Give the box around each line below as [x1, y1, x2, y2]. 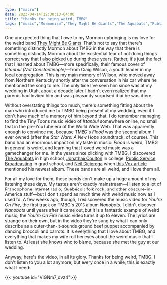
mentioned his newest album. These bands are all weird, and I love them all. [5, 166, 160, 172]
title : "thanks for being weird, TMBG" [5, 16, 88, 21]
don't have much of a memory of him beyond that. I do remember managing [5, 113, 161, 119]
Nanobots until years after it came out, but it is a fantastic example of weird [5, 207, 159, 213]
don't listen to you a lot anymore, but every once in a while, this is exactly [5, 259, 156, 265]
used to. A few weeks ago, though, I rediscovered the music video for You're [5, 197, 162, 203]
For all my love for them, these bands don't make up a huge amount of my [5, 176, 157, 182]
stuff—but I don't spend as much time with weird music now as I [23, 191, 155, 197]
